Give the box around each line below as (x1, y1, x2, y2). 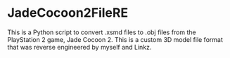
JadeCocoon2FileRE (7, 5, 129, 21)
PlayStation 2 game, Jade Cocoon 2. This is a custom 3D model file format (7, 35, 223, 43)
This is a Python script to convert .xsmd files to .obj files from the (7, 28, 196, 36)
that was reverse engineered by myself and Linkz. (7, 43, 152, 51)
